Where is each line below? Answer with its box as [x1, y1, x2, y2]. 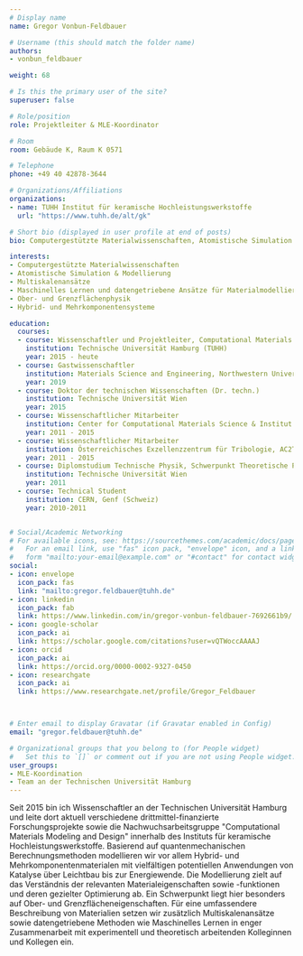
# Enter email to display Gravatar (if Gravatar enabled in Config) [9, 719, 272, 729]
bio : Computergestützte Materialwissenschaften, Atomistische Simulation [9, 236, 293, 245]
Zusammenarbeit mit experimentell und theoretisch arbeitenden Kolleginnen [9, 927, 292, 938]
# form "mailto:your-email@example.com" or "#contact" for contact [9, 552, 277, 562]
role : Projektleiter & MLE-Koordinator [9, 120, 160, 129]
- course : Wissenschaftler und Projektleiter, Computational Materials [17, 336, 293, 345]
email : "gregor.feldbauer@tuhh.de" [9, 728, 143, 737]
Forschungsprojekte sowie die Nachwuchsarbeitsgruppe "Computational [9, 821, 280, 832]
